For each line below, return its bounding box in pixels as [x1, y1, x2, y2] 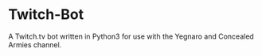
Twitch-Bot [8, 6, 84, 24]
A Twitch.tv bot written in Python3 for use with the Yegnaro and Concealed [8, 32, 255, 41]
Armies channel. [8, 39, 62, 49]
